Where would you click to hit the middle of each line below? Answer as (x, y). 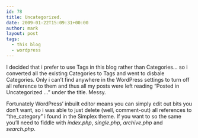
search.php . (21, 129)
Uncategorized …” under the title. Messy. (56, 92)
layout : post (22, 34)
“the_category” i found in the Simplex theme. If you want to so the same (94, 116)
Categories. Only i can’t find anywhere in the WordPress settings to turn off (98, 79)
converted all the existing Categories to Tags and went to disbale (85, 73)
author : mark (22, 28)
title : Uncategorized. (34, 17)
